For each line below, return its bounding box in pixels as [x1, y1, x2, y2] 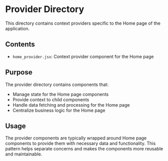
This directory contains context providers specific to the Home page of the [5, 20, 160, 26]
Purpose [5, 68, 33, 76]
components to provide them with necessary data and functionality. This [5, 140, 156, 146]
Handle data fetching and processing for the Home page [12, 102, 130, 108]
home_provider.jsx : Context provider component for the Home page [12, 53, 154, 59]
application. [5, 25, 30, 31]
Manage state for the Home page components [12, 91, 109, 97]
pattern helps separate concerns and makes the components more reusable [5, 146, 163, 152]
